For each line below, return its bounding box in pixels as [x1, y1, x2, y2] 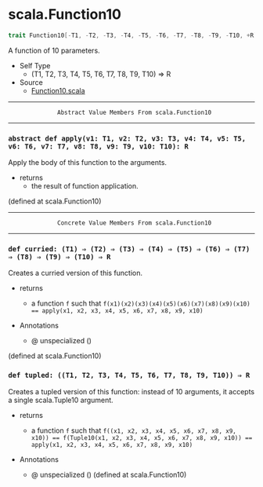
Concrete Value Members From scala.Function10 [57, 219, 212, 227]
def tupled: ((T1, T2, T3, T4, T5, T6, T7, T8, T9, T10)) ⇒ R [8, 371, 250, 380]
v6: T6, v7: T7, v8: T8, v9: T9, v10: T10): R [8, 141, 189, 151]
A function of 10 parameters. [8, 46, 100, 55]
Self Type [19, 60, 51, 70]
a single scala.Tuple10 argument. [8, 395, 113, 405]
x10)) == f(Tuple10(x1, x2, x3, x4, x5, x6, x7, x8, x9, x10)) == [31, 434, 253, 441]
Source [19, 77, 43, 87]
